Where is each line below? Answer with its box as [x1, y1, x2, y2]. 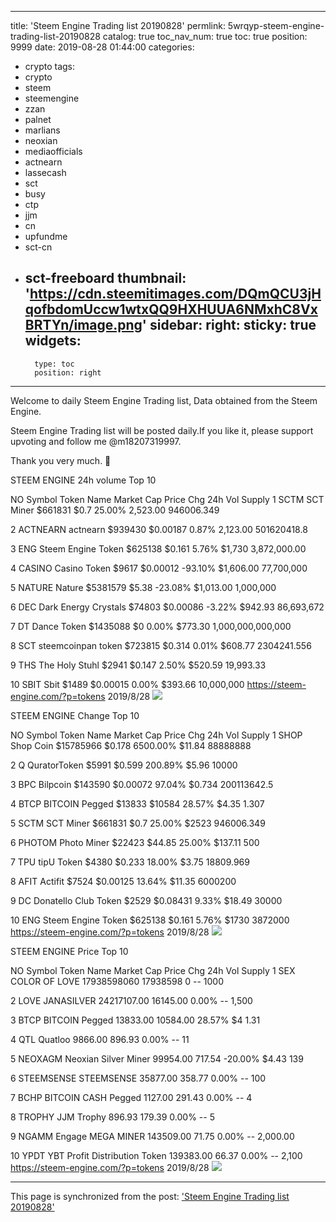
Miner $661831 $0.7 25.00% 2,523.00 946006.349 [10, 504, 220, 516]
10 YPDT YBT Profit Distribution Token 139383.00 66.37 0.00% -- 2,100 [10, 1149, 303, 1161]
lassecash [24, 167, 67, 178]
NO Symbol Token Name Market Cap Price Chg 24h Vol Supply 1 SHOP [10, 729, 303, 741]
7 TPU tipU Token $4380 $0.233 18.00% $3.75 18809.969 [10, 856, 250, 868]
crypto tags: [24, 61, 76, 72]
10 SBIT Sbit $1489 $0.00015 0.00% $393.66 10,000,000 [10, 678, 245, 690]
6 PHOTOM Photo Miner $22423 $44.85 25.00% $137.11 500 [10, 836, 260, 848]
